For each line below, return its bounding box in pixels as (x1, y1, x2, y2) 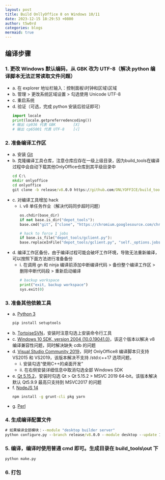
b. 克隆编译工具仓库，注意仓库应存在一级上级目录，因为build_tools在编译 (12, 158, 160, 164)
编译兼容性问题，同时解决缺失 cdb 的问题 (12, 342, 96, 348)
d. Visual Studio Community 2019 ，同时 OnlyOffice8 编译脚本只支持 (12, 349, 149, 355)
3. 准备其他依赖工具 (5, 300, 52, 306)
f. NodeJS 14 (12, 385, 38, 391)
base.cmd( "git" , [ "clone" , (19, 222, 75, 227)
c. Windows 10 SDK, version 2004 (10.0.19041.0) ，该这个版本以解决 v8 (12, 336, 155, 342)
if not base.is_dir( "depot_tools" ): (19, 217, 95, 222)
